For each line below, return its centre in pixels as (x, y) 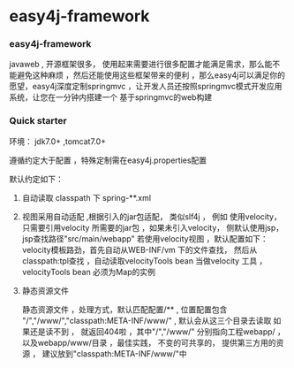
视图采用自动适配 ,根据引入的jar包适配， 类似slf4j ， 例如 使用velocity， (152, 216)
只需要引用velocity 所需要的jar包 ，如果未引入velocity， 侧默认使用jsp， (153, 227)
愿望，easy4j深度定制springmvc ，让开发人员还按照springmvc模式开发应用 (146, 87)
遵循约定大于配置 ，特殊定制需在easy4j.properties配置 (108, 160)
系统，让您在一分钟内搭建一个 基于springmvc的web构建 (111, 97)
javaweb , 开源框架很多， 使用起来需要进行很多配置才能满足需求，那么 (137, 65)
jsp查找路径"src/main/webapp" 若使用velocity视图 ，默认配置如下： (145, 238)
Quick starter (38, 121)
